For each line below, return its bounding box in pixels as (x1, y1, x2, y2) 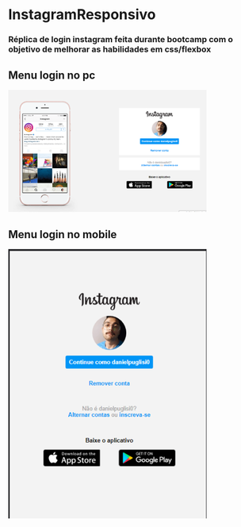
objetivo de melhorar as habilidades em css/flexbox (8, 44, 212, 55)
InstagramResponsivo (8, 6, 156, 24)
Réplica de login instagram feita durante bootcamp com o (8, 34, 234, 45)
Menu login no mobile (8, 228, 117, 241)
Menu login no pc (8, 68, 96, 82)
